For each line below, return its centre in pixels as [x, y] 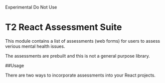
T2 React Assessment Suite [64, 27]
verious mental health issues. [35, 46]
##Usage [15, 65]
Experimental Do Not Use [31, 7]
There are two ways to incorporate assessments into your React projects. [81, 75]
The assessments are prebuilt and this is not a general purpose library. [78, 56]
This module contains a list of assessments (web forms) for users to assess [83, 41]
